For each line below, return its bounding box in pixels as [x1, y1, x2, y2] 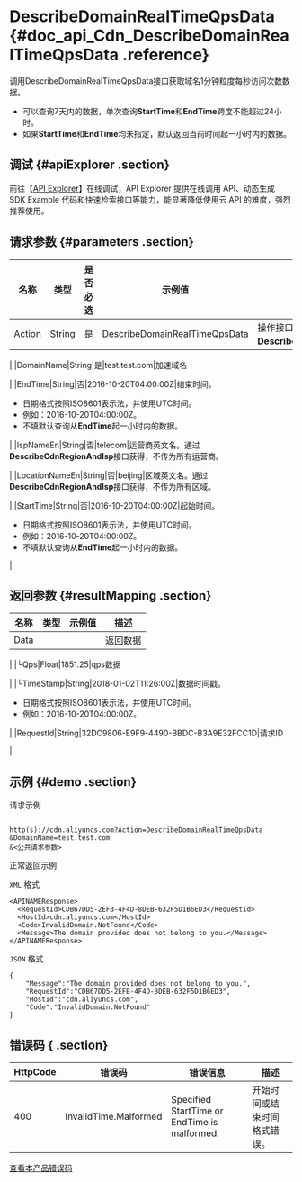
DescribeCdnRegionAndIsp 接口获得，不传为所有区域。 [9, 481, 217, 492]
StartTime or [170, 1105, 224, 1117]
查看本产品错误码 [9, 1163, 73, 1173]
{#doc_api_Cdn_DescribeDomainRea [9, 25, 289, 46]
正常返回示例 [9, 860, 57, 871]
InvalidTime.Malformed [65, 1110, 163, 1123]
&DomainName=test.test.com [9, 834, 111, 843]
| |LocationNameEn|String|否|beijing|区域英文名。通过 [9, 470, 209, 481]
